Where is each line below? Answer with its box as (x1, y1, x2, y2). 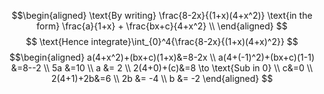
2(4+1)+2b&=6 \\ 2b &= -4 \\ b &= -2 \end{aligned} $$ (50, 73, 274, 84)
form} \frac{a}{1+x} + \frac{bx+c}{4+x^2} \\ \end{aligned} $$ (36, 20, 288, 32)
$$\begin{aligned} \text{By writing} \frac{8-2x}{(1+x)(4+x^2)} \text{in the (11, 10, 313, 21)
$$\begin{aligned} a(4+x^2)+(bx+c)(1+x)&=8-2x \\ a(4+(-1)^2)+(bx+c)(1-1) (8, 51, 316, 63)
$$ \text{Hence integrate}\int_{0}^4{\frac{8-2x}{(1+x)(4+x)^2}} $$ (25, 36, 299, 47)
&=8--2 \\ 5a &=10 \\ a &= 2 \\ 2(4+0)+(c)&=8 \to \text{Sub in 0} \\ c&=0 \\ (10, 62, 314, 74)
